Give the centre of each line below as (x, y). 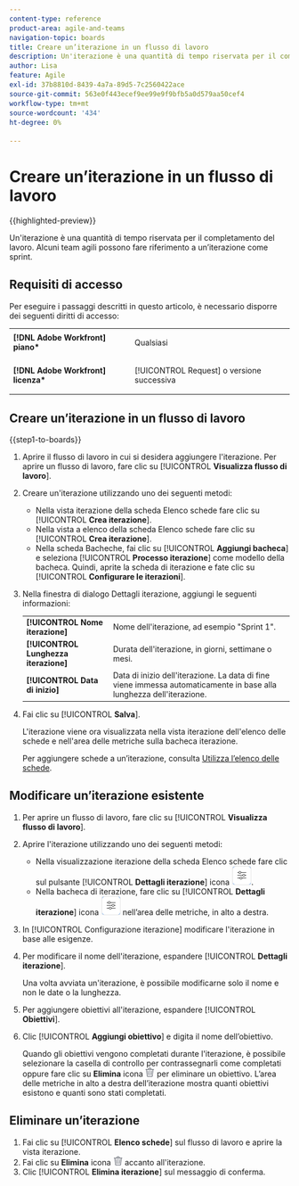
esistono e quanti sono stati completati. (94, 1092)
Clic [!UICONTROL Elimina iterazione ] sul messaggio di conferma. (144, 1172)
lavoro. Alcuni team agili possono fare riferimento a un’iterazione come (139, 247)
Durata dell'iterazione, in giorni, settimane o (192, 649)
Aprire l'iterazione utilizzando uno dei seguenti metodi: (122, 844)
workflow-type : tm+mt (49, 103)
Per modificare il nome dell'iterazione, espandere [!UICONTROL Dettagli (154, 956)
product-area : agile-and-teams (67, 28)
